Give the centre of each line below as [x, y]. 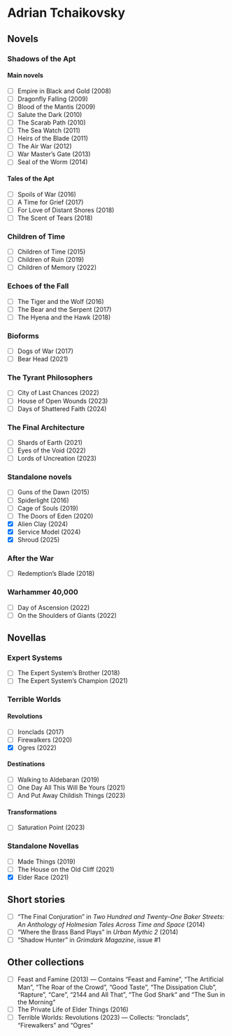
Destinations [26, 764]
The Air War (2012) [44, 146]
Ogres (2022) [37, 747]
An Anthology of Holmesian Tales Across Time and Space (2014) [111, 924]
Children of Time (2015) [51, 252]
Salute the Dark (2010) [50, 114]
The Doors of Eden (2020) [55, 516]
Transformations [32, 812]
